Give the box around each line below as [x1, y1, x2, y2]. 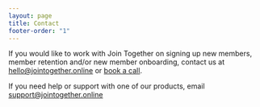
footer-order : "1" [8, 27, 70, 35]
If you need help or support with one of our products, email [8, 81, 205, 91]
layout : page [8, 11, 52, 20]
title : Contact [8, 19, 60, 27]
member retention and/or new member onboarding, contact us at [8, 57, 225, 67]
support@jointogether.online [8, 90, 103, 100]
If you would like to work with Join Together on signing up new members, [8, 49, 253, 59]
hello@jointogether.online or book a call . [8, 66, 143, 76]
